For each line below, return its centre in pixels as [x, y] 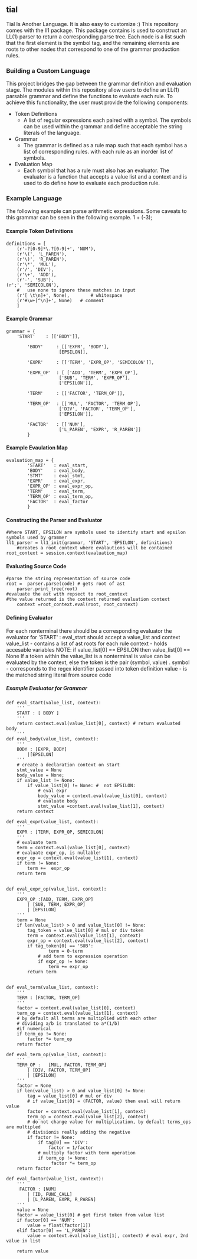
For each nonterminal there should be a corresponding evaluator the [89, 631]
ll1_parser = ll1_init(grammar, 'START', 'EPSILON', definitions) [89, 543]
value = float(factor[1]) [59, 1225]
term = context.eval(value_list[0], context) [74, 847]
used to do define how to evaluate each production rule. [92, 183]
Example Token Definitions [40, 231]
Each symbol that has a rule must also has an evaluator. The [96, 170]
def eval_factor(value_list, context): [55, 1179]
